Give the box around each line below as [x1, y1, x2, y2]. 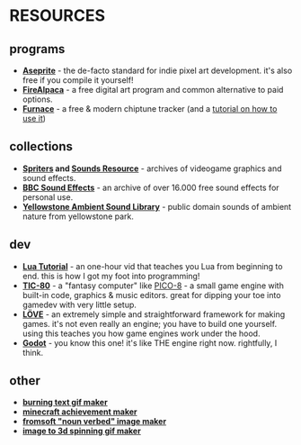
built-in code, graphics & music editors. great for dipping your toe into [22, 289, 281, 300]
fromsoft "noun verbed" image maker [22, 416, 167, 427]
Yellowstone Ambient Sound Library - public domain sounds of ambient [22, 201, 292, 212]
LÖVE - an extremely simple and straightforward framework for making [22, 308, 286, 320]
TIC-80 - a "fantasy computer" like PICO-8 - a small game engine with [22, 280, 285, 291]
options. [22, 94, 53, 104]
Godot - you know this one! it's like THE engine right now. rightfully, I [22, 337, 278, 348]
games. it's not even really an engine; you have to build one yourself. [22, 318, 277, 329]
